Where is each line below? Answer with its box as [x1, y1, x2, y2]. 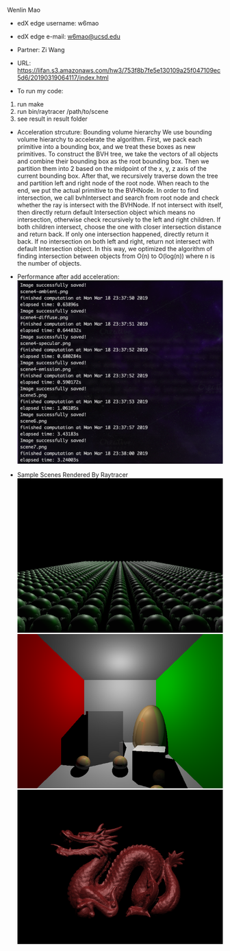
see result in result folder [16, 115, 88, 123]
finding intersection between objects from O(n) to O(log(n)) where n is [16, 252, 216, 260]
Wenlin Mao [7, 6, 41, 14]
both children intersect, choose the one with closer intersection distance [16, 223, 222, 231]
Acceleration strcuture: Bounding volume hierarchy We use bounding [16, 128, 212, 136]
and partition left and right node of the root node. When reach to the [16, 179, 209, 187]
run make [16, 100, 44, 108]
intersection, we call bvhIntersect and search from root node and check [16, 193, 219, 202]
